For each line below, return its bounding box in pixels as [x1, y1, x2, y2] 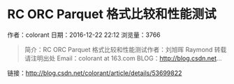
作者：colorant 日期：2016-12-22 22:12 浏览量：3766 [7, 31, 161, 39]
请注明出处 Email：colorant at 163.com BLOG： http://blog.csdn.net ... [24, 53, 222, 62]
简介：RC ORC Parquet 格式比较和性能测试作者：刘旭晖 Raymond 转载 [24, 45, 227, 53]
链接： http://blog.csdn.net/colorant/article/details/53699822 [7, 69, 182, 77]
